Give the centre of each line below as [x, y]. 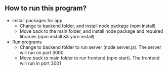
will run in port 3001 [40, 63]
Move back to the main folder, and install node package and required [91, 31]
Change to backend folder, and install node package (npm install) [88, 26]
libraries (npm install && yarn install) [57, 36]
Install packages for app [37, 20]
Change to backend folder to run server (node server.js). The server [90, 47]
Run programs [27, 42]
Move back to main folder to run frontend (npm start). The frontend [90, 58]
